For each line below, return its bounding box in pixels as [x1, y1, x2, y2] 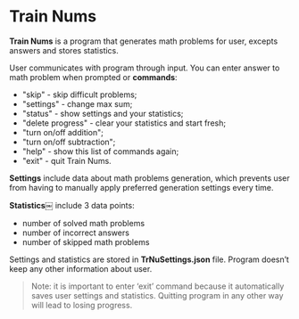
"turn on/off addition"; [21, 127, 104, 137]
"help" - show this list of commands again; [21, 145, 179, 157]
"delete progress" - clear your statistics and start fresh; [21, 118, 226, 128]
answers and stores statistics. [9, 45, 119, 55]
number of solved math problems [21, 217, 145, 228]
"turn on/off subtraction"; [21, 136, 116, 147]
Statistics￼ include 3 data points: [9, 200, 136, 210]
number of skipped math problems [21, 236, 150, 247]
